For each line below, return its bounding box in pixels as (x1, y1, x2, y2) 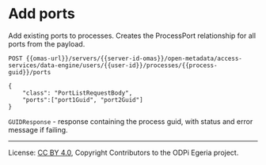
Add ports (8, 5, 75, 23)
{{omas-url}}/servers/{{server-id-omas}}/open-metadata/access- (25, 54, 243, 62)
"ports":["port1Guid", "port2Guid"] (22, 96, 144, 103)
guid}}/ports (8, 68, 51, 76)
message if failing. (8, 125, 69, 134)
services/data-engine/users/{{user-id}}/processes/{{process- (8, 61, 218, 69)
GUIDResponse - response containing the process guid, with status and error (8, 116, 253, 126)
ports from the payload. (8, 39, 85, 48)
